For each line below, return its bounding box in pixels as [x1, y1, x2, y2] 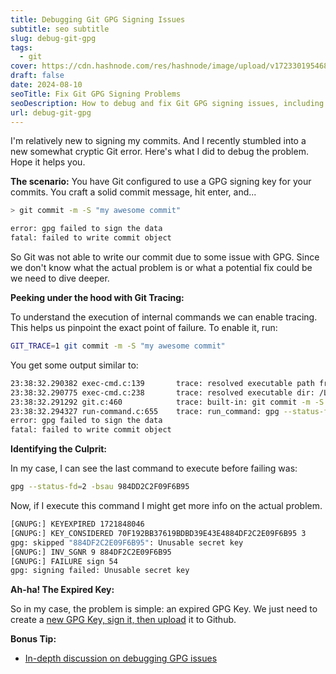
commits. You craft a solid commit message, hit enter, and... [10, 186, 257, 198]
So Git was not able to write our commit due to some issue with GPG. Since [10, 251, 320, 263]
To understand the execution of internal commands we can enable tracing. [10, 311, 318, 323]
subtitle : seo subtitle [10, 24, 110, 34]
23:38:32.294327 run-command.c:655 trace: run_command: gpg [10, 406, 280, 416]
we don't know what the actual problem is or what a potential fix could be [10, 262, 313, 273]
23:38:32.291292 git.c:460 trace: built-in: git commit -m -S [10, 397, 325, 407]
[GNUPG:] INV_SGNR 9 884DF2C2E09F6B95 [10, 547, 172, 557]
